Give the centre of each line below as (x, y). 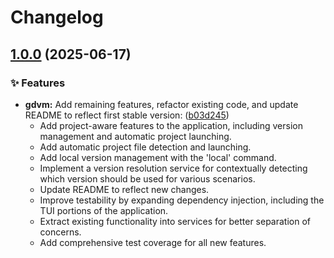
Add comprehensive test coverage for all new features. (153, 242)
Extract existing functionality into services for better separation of (175, 221)
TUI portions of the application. (104, 210)
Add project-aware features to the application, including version (171, 125)
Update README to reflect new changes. (124, 189)
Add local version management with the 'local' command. (158, 157)
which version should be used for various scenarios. (147, 178)
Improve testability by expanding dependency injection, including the (182, 200)
